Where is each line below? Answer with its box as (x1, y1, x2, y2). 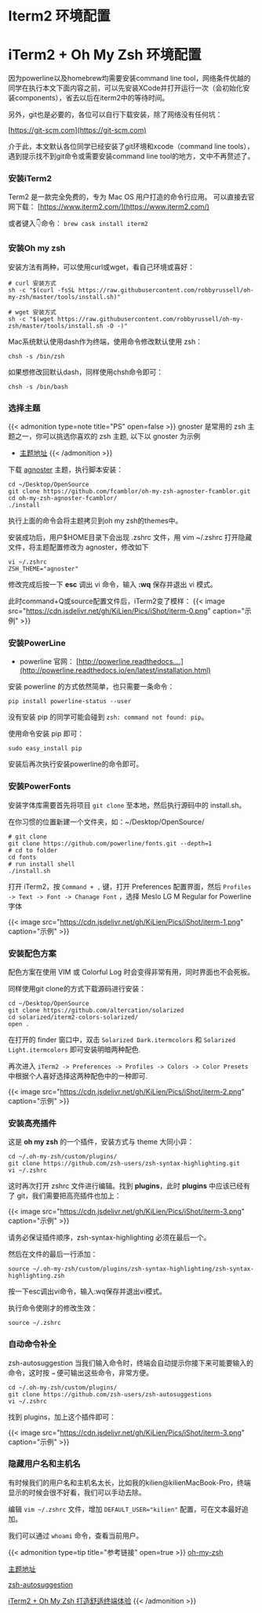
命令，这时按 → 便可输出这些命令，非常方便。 (8, 1367, 154, 1378)
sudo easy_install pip (8, 745, 82, 753)
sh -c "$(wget (8, 315, 55, 323)
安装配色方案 (8, 947, 57, 958)
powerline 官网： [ (19, 657, 79, 666)
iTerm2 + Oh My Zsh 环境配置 (8, 46, 202, 64)
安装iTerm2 (8, 173, 53, 184)
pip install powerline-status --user (8, 698, 132, 706)
